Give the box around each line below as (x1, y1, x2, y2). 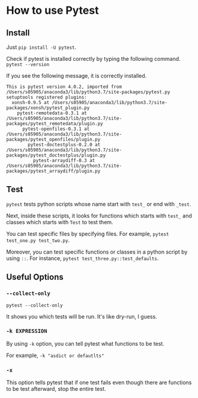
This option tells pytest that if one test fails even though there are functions (6, 379, 192, 386)
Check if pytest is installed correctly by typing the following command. (6, 55, 181, 62)
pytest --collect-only (6, 302, 63, 308)
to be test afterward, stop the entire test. (6, 385, 106, 393)
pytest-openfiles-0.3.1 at (22, 126, 90, 132)
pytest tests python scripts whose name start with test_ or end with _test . (6, 200, 191, 208)
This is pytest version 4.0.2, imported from (6, 84, 122, 90)
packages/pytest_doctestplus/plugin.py (6, 152, 106, 158)
